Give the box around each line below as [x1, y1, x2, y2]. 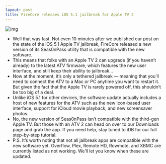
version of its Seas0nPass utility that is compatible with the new [12, 46, 145, 52]
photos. [12, 110, 29, 116]
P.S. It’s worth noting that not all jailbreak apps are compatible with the [12, 137, 158, 143]
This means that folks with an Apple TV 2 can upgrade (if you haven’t [12, 57, 156, 63]
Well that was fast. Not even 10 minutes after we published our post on [12, 36, 159, 42]
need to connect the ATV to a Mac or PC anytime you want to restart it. [12, 78, 159, 85]
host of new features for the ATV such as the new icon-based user [12, 100, 151, 106]
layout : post [5, 7, 33, 13]
